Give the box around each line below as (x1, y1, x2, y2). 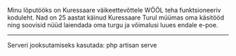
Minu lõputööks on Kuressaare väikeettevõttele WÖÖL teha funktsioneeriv (7, 6, 221, 14)
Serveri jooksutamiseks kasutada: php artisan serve (7, 41, 157, 49)
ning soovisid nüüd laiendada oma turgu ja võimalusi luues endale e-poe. (7, 21, 218, 29)
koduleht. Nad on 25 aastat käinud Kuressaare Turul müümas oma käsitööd (7, 13, 225, 22)
